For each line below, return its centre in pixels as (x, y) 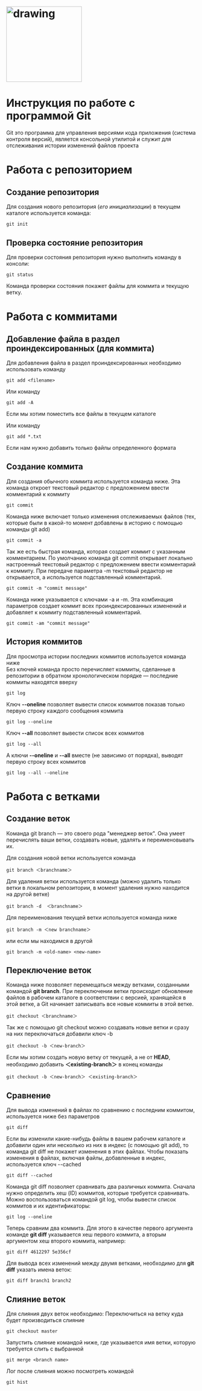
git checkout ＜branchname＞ (42, 1016)
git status (20, 275)
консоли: (18, 263)
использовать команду (36, 369)
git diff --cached (29, 1175)
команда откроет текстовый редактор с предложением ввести (88, 488)
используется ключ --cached (44, 1165)
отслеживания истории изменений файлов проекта (72, 145)
